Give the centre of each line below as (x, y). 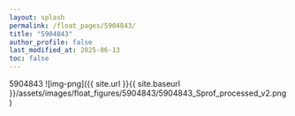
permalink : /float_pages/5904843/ (73, 26)
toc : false (29, 58)
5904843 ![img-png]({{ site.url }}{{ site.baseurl (95, 84)
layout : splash (37, 17)
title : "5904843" (41, 34)
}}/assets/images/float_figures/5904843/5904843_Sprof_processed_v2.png (148, 93)
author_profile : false (51, 42)
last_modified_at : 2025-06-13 (65, 50)
